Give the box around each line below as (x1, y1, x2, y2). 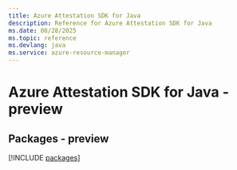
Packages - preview (8, 132, 109, 145)
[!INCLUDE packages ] (8, 153, 81, 162)
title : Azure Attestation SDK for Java (8, 11, 141, 20)
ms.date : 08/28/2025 (8, 26, 77, 34)
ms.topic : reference (8, 34, 77, 42)
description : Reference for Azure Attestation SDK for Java (8, 19, 213, 27)
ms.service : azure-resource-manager (8, 49, 130, 57)
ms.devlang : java (8, 42, 66, 49)
